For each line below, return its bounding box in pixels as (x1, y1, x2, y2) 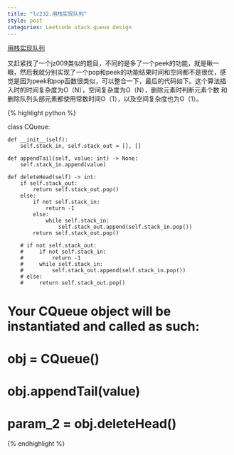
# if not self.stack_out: (20, 242, 97, 250)
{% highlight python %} (7, 109, 76, 117)
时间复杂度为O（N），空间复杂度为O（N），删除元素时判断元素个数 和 (26, 86, 228, 95)
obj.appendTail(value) (7, 383, 141, 399)
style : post (7, 17, 43, 24)
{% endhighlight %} (7, 439, 65, 448)
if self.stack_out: (20, 180, 78, 187)
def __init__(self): (7, 136, 69, 144)
